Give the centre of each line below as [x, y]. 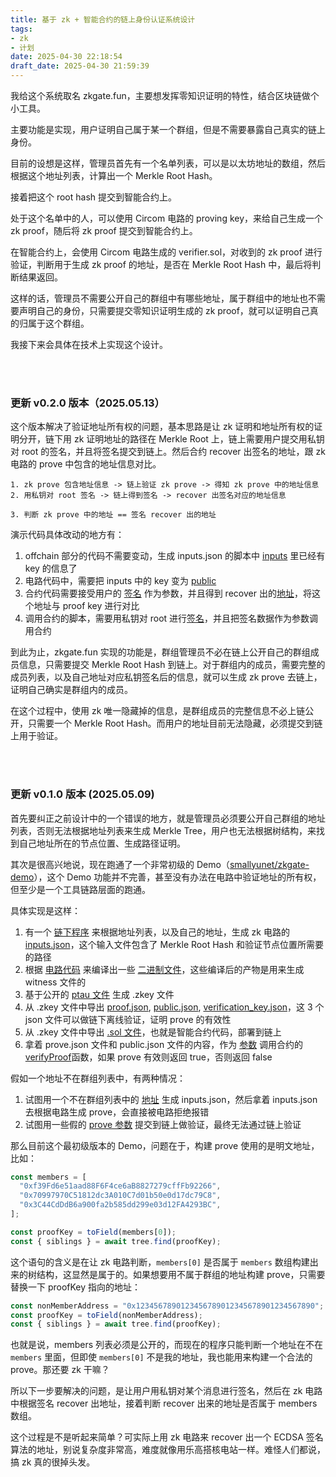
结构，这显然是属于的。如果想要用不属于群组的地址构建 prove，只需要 [181, 1274]
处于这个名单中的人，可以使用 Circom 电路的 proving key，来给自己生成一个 [167, 218]
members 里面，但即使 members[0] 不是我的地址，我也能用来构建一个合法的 [161, 1357]
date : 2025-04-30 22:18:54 [66, 57]
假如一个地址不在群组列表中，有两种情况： [98, 1078]
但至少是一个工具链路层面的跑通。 [80, 889]
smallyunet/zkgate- [269, 864]
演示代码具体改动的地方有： [67, 535]
